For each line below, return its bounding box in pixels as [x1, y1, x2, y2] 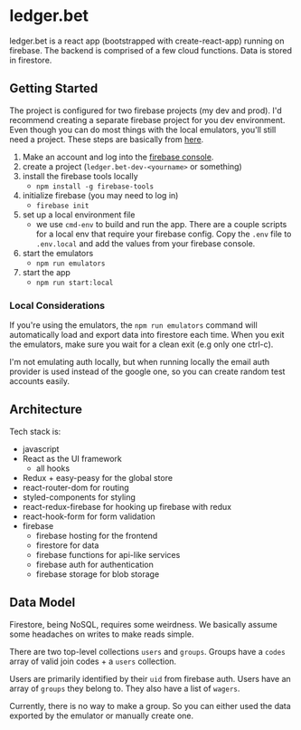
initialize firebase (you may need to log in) [22, 189, 179, 200]
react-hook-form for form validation [22, 511, 155, 522]
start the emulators [22, 247, 94, 258]
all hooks [35, 463, 71, 474]
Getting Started [9, 81, 99, 96]
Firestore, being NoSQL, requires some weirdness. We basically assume [9, 619, 277, 629]
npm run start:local [35, 278, 114, 287]
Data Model [9, 595, 76, 610]
